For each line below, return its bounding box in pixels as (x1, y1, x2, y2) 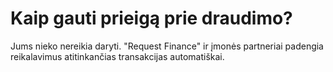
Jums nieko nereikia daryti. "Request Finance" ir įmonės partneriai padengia (10, 40, 324, 52)
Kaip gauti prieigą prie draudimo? (10, 7, 293, 30)
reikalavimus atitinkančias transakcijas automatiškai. (10, 50, 225, 62)
